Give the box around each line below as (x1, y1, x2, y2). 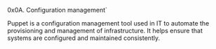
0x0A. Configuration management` (7, 6, 107, 14)
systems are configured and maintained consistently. (7, 34, 160, 42)
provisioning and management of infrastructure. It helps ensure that (7, 27, 203, 35)
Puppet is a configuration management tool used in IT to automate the (7, 19, 210, 27)
